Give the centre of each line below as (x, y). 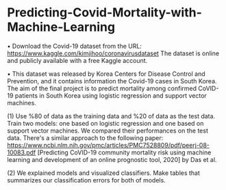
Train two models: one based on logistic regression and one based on (105, 123)
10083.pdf (22, 152)
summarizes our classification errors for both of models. (86, 180)
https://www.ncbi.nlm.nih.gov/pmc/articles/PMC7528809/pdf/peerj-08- (109, 145)
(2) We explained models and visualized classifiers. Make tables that (104, 173)
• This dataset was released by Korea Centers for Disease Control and (106, 74)
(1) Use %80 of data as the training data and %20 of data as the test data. (111, 116)
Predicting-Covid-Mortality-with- (104, 13)
